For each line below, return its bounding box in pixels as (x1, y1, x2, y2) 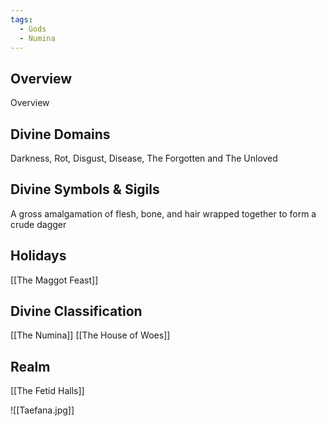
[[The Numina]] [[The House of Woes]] (10, 329, 171, 341)
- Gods (19, 24, 47, 34)
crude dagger (10, 218, 67, 230)
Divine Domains (10, 126, 111, 143)
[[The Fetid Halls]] (10, 385, 85, 397)
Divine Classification (10, 303, 143, 320)
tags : (10, 14, 33, 25)
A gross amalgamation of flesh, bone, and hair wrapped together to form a (10, 207, 317, 220)
